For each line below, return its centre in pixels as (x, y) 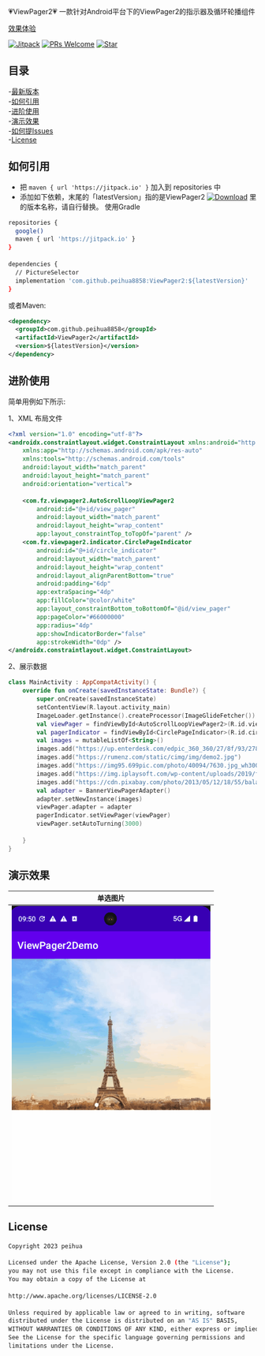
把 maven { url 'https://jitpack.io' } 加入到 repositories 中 (120, 187)
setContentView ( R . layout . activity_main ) (104, 707)
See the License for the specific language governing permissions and (127, 1338)
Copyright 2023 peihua (45, 1246)
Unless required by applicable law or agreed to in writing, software (127, 1313)
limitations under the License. (61, 1346)
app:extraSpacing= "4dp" (75, 592)
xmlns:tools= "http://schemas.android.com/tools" (104, 459)
